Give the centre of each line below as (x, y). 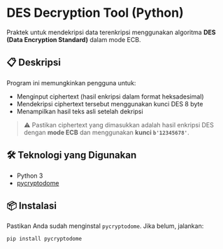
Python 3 (30, 176)
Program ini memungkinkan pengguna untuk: (71, 83)
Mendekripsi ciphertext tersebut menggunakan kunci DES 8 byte (110, 104)
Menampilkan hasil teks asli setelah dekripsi (80, 111)
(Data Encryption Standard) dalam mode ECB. (74, 39)
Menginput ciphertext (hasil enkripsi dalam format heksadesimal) (110, 97)
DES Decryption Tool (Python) (95, 13)
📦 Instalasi (32, 205)
